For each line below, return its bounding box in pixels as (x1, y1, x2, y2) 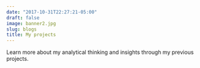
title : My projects (6, 32, 56, 38)
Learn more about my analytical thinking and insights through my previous (6, 48, 194, 56)
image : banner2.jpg (6, 20, 56, 26)
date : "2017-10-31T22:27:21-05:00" (6, 9, 98, 15)
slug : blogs (6, 26, 37, 32)
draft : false (6, 15, 40, 21)
